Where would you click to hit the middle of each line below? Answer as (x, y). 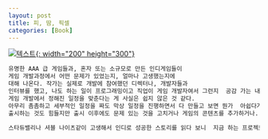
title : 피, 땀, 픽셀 (39, 23)
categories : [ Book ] (41, 30)
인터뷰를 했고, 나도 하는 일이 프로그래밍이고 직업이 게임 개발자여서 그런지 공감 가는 (130, 91)
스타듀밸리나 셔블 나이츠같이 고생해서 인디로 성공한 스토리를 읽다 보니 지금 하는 (124, 128)
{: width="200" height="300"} (85, 54)
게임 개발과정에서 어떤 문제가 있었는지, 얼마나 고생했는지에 (92, 76)
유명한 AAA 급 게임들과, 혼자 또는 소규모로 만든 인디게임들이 (95, 69)
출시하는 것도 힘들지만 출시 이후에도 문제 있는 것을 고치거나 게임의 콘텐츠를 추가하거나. (134, 113)
